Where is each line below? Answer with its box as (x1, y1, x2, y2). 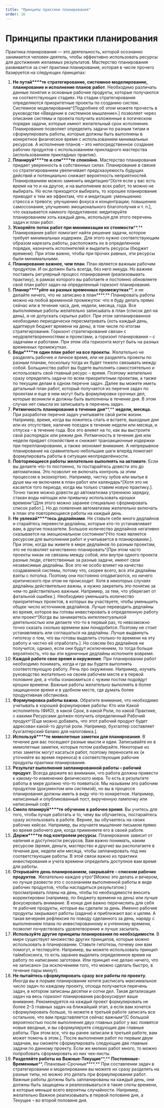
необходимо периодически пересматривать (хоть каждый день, (12, 318, 148, 324)
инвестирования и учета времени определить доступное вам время (12, 859, 157, 864)
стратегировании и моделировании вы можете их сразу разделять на (12, 1066, 160, 1072)
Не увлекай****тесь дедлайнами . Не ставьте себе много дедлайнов (12, 515, 159, 521)
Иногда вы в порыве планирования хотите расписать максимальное (12, 978, 157, 984)
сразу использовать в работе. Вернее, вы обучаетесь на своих (12, 817, 145, 823)
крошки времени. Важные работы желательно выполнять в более (12, 682, 152, 687)
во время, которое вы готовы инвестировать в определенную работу (12, 609, 159, 615)
